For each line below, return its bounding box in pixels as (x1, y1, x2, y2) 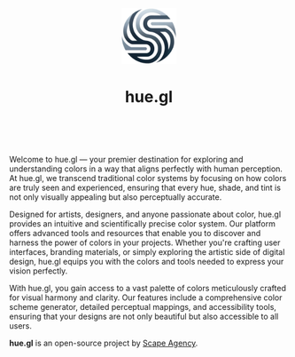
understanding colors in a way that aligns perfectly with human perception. (9, 163, 283, 174)
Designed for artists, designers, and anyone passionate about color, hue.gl (9, 209, 282, 219)
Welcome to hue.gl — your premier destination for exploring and (9, 154, 244, 164)
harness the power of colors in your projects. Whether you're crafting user (9, 237, 281, 248)
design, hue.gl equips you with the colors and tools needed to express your (9, 256, 284, 266)
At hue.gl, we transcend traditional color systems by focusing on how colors (9, 172, 287, 183)
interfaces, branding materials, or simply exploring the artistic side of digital (9, 246, 285, 257)
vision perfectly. (9, 266, 68, 276)
